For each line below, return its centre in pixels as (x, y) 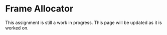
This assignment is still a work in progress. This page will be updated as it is (83, 22)
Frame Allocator (39, 9)
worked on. (17, 27)
